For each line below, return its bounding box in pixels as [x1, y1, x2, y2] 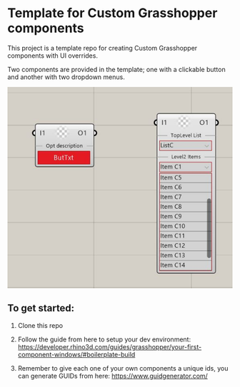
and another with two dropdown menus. [7, 73, 125, 81]
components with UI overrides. [7, 51, 99, 60]
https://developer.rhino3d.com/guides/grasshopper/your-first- [17, 342, 202, 351]
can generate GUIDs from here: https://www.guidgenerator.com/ [17, 371, 209, 380]
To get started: [7, 302, 75, 314]
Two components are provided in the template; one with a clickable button [7, 65, 226, 73]
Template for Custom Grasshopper [7, 5, 218, 21]
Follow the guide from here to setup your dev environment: [17, 335, 191, 344]
